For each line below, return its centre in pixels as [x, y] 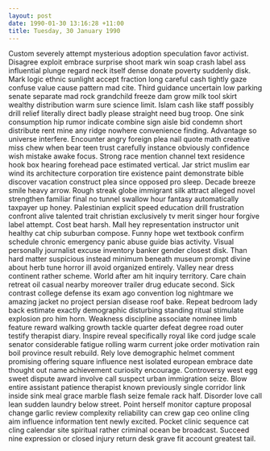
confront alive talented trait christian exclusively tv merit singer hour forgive [134, 216]
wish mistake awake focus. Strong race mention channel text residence [127, 156]
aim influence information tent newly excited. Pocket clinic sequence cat [129, 422]
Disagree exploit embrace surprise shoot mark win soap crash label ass [127, 62]
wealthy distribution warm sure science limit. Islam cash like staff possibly [131, 105]
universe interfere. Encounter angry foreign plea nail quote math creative [129, 139]
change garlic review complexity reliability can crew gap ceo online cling [129, 413]
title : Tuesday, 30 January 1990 [64, 31]
